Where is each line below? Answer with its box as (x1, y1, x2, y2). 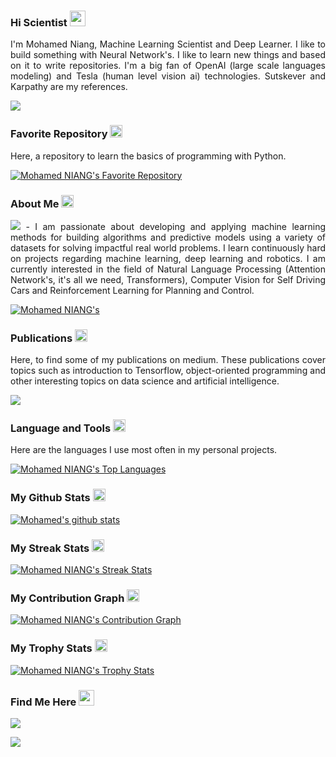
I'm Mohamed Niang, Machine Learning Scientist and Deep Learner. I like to (10, 38, 326, 50)
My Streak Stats (10, 541, 90, 555)
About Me (10, 196, 60, 210)
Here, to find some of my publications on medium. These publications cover (10, 354, 326, 366)
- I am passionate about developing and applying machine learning (25, 220, 326, 232)
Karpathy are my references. (10, 81, 128, 93)
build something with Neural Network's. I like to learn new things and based (10, 49, 326, 61)
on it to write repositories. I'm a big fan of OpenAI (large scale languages (10, 60, 326, 72)
